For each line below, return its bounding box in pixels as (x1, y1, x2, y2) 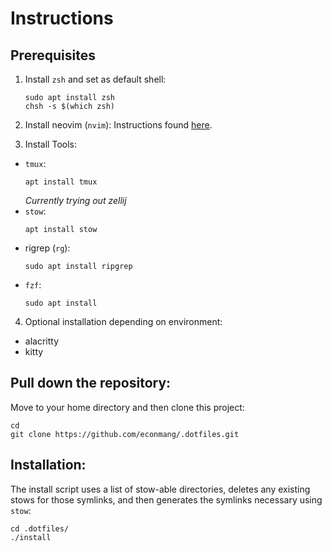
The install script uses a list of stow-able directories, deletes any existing (10, 483, 311, 495)
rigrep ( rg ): (24, 242, 71, 254)
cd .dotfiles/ (10, 523, 70, 534)
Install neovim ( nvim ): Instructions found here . (24, 119, 213, 131)
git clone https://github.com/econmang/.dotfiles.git (10, 429, 240, 439)
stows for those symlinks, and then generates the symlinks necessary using (10, 493, 323, 506)
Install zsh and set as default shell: (24, 73, 167, 85)
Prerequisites (10, 47, 96, 64)
